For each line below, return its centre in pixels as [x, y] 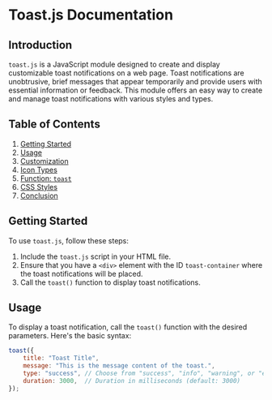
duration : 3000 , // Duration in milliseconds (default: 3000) [132, 381]
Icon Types [39, 170]
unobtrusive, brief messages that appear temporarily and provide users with [136, 82]
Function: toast [46, 178]
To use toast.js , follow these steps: [69, 240]
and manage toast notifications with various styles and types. [111, 99]
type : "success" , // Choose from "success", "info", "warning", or [139, 374]
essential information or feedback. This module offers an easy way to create [136, 90]
